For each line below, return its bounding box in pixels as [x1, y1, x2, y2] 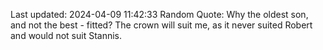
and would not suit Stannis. [10, 30, 123, 41]
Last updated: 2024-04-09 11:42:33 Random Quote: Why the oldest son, [10, 9, 309, 20]
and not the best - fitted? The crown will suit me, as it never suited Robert [10, 19, 313, 31]
